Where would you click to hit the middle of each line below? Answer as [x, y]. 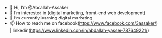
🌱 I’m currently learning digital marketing [51, 18]
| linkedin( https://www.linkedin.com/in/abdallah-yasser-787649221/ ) [79, 30]
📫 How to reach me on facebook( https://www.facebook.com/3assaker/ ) [84, 23]
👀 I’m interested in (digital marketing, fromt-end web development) [78, 13]
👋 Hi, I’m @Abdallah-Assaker [39, 8]
